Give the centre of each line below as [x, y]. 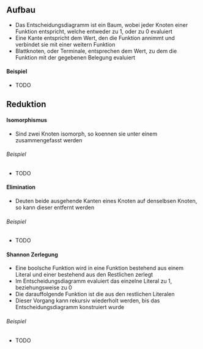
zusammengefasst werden [49, 140]
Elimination [21, 187]
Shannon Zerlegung [32, 255]
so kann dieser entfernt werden [55, 207]
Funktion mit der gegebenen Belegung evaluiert [75, 57]
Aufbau [21, 10]
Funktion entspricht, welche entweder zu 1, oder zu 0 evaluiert [94, 31]
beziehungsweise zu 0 [43, 288]
